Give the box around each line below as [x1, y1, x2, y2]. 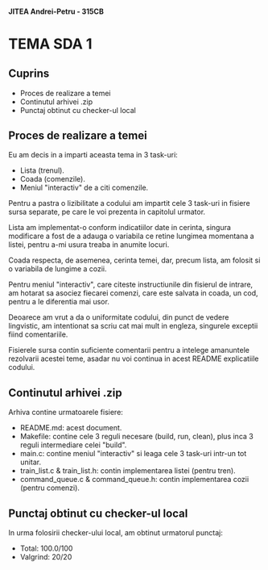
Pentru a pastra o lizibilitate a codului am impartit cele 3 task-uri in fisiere [8, 199, 251, 208]
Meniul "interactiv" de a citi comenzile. [19, 182, 149, 193]
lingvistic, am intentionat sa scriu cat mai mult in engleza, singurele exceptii [8, 321, 258, 331]
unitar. [19, 457, 42, 467]
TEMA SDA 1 [8, 35, 93, 52]
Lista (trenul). [19, 166, 64, 175]
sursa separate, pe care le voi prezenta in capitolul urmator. [8, 207, 206, 217]
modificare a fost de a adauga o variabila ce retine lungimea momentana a [8, 231, 255, 241]
